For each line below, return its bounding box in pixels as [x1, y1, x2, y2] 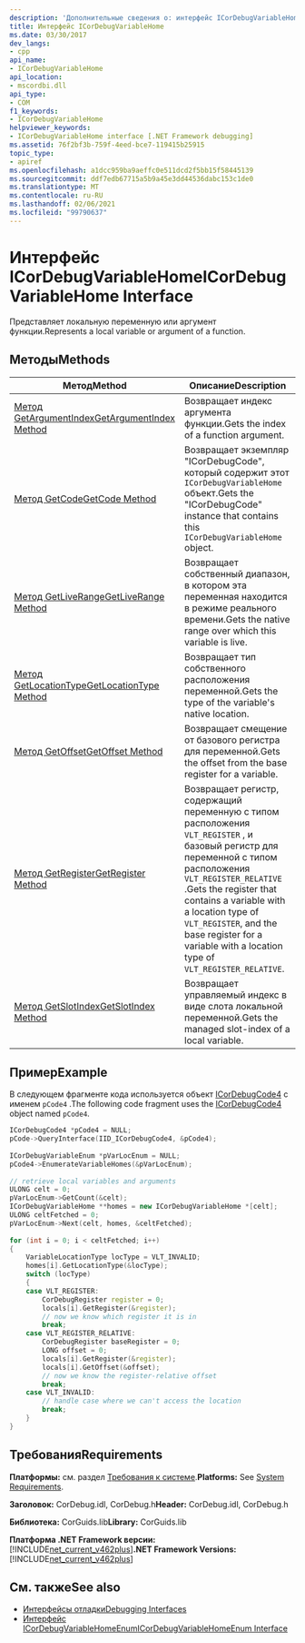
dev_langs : [9, 38, 51, 48]
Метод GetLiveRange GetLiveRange [14, 590, 165, 603]
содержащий [184, 794, 242, 806]
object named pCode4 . [9, 1108, 91, 1120]
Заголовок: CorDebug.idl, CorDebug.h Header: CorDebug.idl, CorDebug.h [9, 1498, 289, 1509]
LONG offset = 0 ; [42, 1346, 107, 1355]
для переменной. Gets [184, 745, 280, 757]
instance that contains [184, 509, 280, 522]
